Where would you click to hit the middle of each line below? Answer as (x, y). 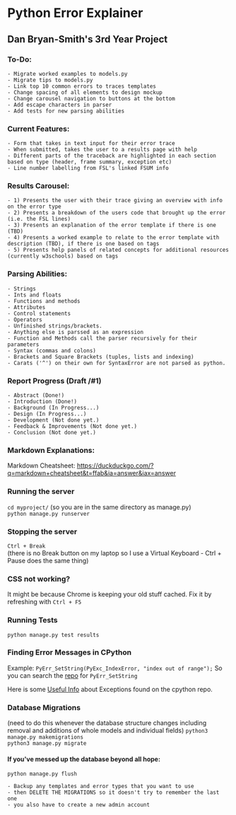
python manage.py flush (42, 774)
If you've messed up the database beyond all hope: (84, 759)
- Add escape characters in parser (60, 105)
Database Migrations (44, 707)
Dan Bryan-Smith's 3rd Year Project (88, 39)
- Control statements (39, 313)
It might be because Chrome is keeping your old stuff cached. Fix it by (110, 594)
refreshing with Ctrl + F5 (45, 602)
